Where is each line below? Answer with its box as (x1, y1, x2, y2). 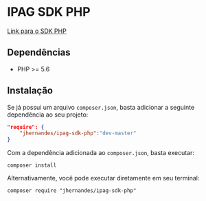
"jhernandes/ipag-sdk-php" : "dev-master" (19, 130, 137, 137)
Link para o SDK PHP (7, 27, 67, 35)
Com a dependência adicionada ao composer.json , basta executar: (7, 149, 194, 157)
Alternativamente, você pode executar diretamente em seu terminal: (7, 174, 200, 182)
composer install (7, 162, 57, 169)
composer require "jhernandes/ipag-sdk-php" (7, 187, 137, 194)
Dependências (7, 47, 71, 58)
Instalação (7, 85, 54, 97)
